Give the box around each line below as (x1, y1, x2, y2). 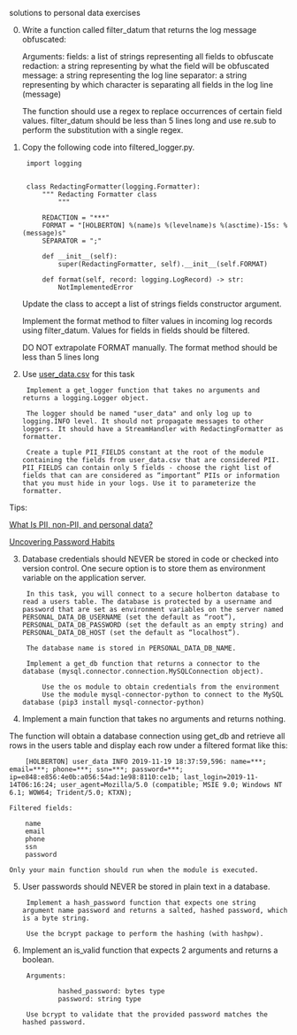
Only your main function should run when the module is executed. (9, 866, 259, 875)
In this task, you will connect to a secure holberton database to (26, 590, 280, 599)
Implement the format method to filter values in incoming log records (21, 316, 273, 326)
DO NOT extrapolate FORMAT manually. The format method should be (21, 343, 278, 352)
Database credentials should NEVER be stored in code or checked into (21, 553, 279, 564)
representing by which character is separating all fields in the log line (21, 80, 274, 89)
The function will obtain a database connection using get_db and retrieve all (9, 730, 286, 741)
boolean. (21, 954, 55, 964)
